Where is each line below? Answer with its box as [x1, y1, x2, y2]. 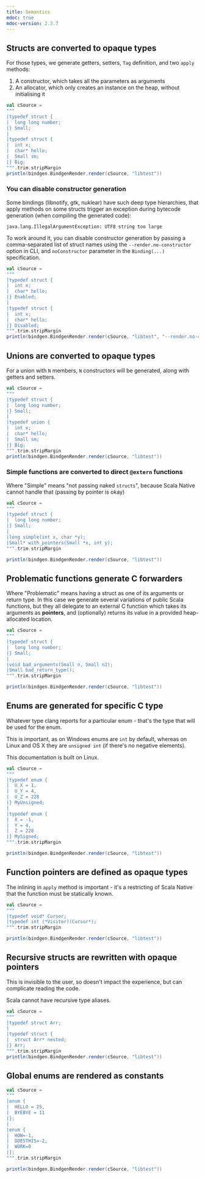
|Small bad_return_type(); [6, 667, 75, 673]
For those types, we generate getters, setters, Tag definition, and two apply [6, 59, 195, 67]
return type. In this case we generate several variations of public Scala [6, 596, 184, 604]
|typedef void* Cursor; [6, 913, 67, 920]
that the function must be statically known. [6, 890, 113, 897]
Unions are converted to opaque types [6, 351, 156, 361]
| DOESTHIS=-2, [6, 1138, 48, 1144]
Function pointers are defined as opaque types [6, 867, 188, 877]
